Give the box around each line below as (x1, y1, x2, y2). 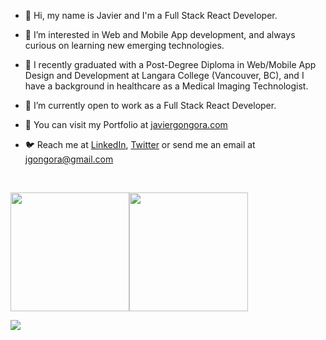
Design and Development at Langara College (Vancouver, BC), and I (24, 70, 305, 81)
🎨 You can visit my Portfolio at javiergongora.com (24, 119, 228, 130)
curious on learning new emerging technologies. (24, 40, 225, 51)
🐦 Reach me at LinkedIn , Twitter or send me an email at (24, 139, 256, 150)
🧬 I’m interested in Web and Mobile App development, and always (24, 29, 296, 40)
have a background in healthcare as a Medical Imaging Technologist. (24, 80, 309, 92)
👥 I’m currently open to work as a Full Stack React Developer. (24, 100, 277, 111)
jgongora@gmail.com (24, 153, 114, 165)
